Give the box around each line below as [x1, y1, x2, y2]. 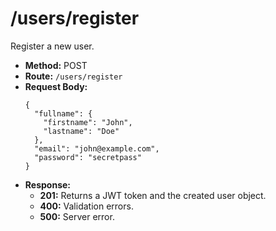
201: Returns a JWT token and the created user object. [39, 189, 267, 201]
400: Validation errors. [39, 200, 134, 212]
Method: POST [24, 59, 88, 71]
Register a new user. [10, 40, 95, 52]
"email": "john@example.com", [34, 143, 160, 154]
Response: [24, 178, 71, 191]
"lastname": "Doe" [43, 126, 120, 136]
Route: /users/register [24, 70, 123, 82]
